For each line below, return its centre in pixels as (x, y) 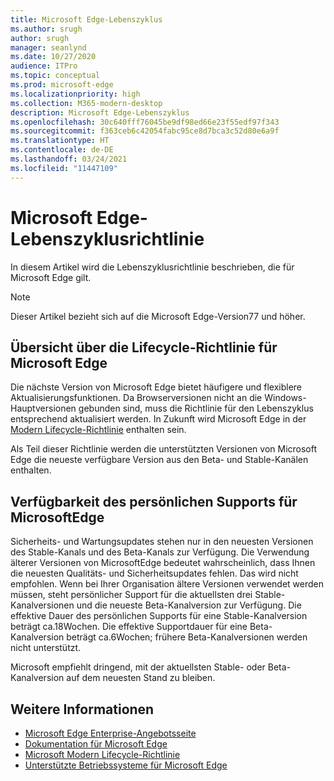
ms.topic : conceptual (55, 76)
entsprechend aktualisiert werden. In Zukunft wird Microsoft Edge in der (158, 419)
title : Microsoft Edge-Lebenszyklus (86, 19)
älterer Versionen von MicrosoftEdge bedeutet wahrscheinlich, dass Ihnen (163, 563)
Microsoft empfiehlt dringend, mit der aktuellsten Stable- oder (138, 667)
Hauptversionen (43, 408)
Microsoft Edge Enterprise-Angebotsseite (110, 733)
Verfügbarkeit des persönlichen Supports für (154, 501)
